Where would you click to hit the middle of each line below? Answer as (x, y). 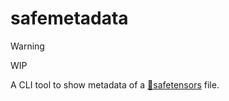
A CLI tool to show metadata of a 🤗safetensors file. (115, 84)
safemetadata (69, 18)
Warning (27, 46)
